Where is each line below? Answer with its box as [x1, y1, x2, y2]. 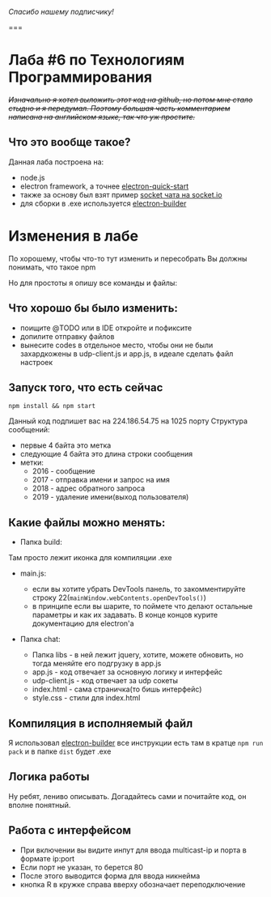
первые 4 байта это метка [19, 440, 112, 450]
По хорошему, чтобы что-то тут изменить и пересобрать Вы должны [8, 253, 248, 263]
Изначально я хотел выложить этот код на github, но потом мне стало [8, 95, 253, 104]
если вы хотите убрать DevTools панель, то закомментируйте [32, 585, 246, 594]
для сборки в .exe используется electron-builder [19, 198, 187, 208]
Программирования [8, 68, 152, 87]
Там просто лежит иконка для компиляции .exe [8, 553, 172, 563]
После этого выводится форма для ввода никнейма [19, 870, 201, 881]
